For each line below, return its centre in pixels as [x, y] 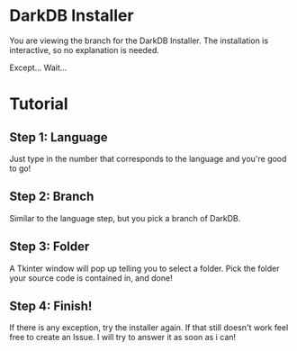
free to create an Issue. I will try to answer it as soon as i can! [123, 337]
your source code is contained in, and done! [91, 278]
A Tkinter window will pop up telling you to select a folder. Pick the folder [144, 268]
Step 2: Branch [52, 197]
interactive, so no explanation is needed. [85, 49]
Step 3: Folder [49, 247]
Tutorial [39, 104]
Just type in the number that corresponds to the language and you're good [148, 158]
